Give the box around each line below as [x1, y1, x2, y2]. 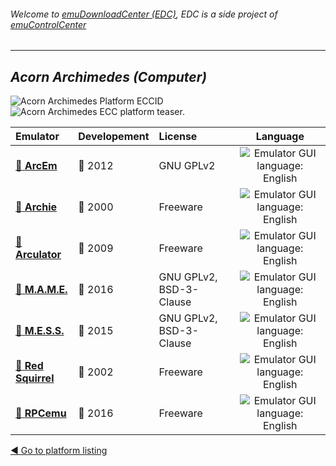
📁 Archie [15, 200, 58, 214]
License [158, 130, 198, 144]
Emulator [15, 130, 60, 144]
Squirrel [15, 371, 55, 385]
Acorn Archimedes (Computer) [10, 68, 208, 85]
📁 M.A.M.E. [15, 283, 68, 297]
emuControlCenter [10, 18, 87, 30]
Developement [78, 130, 150, 144]
